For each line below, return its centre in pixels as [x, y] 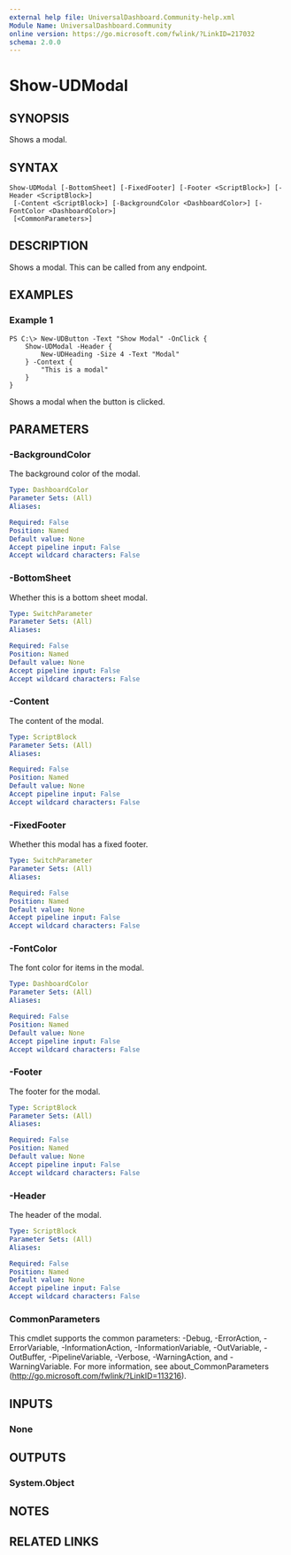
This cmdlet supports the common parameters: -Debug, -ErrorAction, [136, 1338]
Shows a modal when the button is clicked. [87, 401]
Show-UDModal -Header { [69, 346]
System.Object [42, 1482]
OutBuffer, [28, 1357]
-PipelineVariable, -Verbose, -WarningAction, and [138, 1357]
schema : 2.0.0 [35, 42]
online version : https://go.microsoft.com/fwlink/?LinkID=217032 [132, 34]
